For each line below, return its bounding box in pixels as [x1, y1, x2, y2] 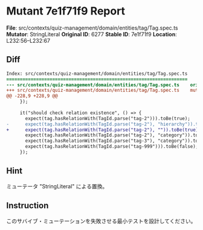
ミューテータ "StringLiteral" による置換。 [6, 182, 108, 190]
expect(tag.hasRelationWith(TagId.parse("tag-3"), [25, 138, 155, 144]
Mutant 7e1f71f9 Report [6, 4, 126, 18]
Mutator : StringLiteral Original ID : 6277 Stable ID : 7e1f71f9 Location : [6, 30, 177, 37]
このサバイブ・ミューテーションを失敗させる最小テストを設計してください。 [6, 217, 196, 225]
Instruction [6, 200, 49, 211]
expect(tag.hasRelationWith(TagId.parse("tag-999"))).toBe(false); [25, 144, 199, 150]
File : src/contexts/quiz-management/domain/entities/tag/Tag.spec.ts [6, 24, 178, 31]
